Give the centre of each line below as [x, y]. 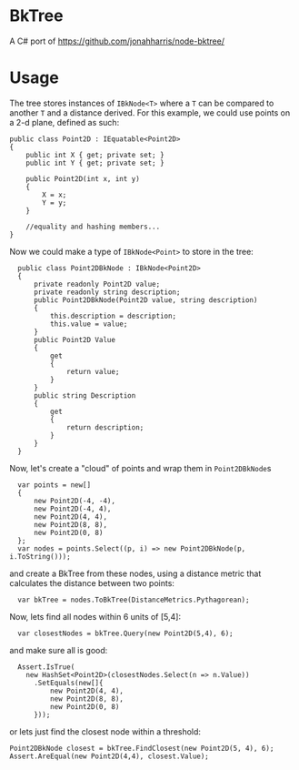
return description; [105, 427]
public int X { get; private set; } [95, 155]
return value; [93, 371]
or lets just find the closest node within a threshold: [105, 731]
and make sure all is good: [59, 650]
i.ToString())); [40, 556]
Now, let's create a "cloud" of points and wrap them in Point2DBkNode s [140, 468]
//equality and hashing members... [93, 227]
